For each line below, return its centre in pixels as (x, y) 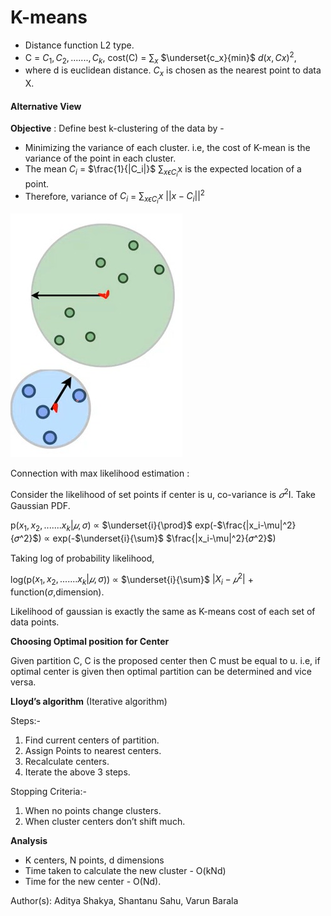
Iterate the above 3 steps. (77, 772)
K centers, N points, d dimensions (94, 860)
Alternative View (46, 106)
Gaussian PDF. (40, 505)
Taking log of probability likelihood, (82, 558)
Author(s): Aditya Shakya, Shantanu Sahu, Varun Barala (124, 901)
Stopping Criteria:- (48, 792)
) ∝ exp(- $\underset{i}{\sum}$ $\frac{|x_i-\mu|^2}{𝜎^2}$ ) (157, 538)
